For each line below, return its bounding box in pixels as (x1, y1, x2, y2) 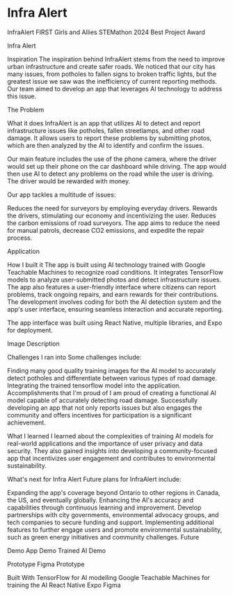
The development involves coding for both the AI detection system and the (7, 298, 221, 306)
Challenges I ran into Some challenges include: (7, 353, 142, 361)
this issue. (7, 92, 37, 100)
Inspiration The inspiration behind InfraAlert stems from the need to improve (7, 54, 225, 63)
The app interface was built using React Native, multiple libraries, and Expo (7, 319, 223, 327)
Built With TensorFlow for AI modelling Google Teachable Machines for (7, 573, 210, 581)
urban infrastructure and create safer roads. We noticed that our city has (7, 62, 216, 70)
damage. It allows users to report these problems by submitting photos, (7, 134, 212, 142)
